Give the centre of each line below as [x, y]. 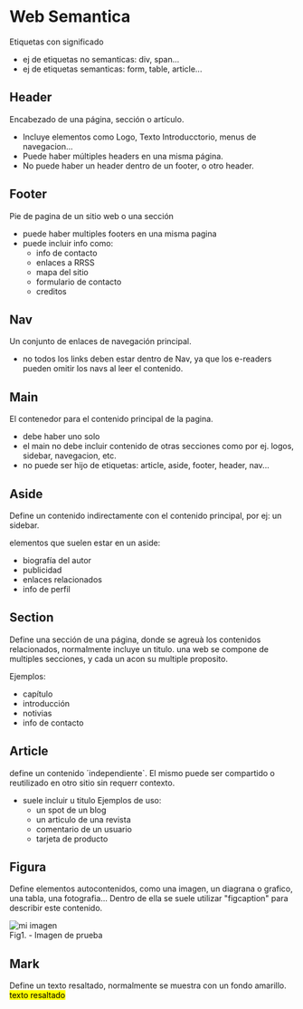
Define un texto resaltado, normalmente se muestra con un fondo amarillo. [148, 985]
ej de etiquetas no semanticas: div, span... [101, 59]
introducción [46, 703]
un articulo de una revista [83, 819]
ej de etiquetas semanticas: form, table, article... [112, 69]
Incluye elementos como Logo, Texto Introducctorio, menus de [139, 137]
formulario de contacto [79, 282]
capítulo [38, 694]
